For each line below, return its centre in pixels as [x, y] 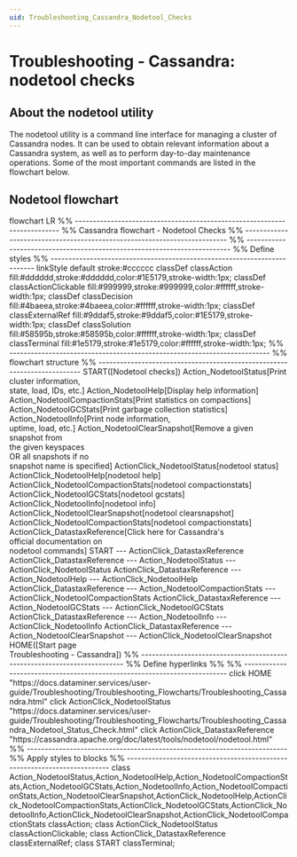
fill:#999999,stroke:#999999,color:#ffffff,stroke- [176, 287]
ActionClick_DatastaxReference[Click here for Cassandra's [117, 532]
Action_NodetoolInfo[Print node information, [90, 419]
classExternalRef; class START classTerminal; [92, 843]
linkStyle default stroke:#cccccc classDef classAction [135, 268]
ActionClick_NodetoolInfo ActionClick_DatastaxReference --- [121, 626]
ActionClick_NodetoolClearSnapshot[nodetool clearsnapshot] [122, 513]
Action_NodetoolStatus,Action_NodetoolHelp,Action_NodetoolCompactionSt [148, 777]
